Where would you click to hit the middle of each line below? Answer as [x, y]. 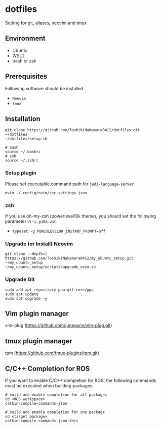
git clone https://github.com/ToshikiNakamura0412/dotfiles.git [73, 130]
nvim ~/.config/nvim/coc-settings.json [46, 193]
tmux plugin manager [39, 341]
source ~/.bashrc [23, 152]
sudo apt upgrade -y [26, 298]
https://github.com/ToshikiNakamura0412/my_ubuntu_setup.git [69, 259]
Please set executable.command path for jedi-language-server [70, 184]
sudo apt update [22, 294]
